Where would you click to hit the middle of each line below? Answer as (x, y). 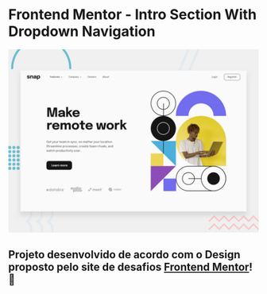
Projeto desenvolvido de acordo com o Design (124, 255)
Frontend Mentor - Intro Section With (132, 15)
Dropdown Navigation (82, 31)
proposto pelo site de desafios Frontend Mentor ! (130, 267)
